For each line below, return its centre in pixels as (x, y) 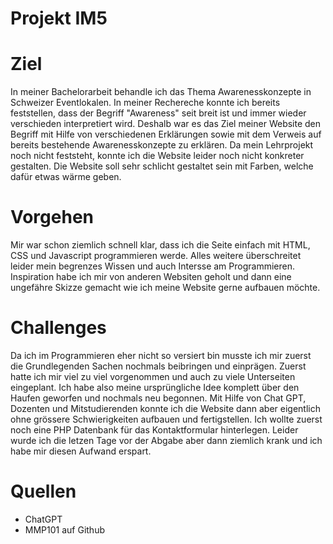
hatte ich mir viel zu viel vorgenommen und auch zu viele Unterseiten (153, 376)
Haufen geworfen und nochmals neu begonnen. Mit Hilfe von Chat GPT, (158, 398)
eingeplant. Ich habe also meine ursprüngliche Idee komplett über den (155, 387)
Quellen (43, 491)
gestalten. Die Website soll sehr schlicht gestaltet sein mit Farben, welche (162, 166)
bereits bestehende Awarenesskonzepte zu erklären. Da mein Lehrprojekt (162, 145)
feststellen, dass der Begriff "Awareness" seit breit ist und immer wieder (158, 113)
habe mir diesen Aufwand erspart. (81, 451)
